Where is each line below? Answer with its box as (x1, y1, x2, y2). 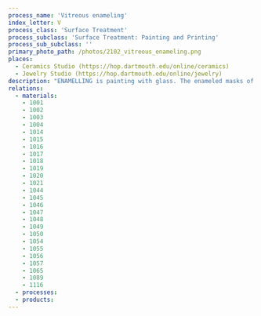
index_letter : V (8, 19, 61, 27)
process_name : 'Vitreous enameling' (8, 11, 128, 20)
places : (8, 56, 34, 64)
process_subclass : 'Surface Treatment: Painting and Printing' (8, 33, 219, 42)
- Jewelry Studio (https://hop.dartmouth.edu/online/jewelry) (15, 70, 223, 78)
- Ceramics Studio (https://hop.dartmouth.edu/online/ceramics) (15, 63, 230, 71)
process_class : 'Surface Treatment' (8, 26, 128, 34)
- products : (15, 296, 55, 303)
